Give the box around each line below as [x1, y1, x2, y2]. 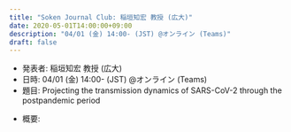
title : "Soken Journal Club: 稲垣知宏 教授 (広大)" [9, 12, 193, 22]
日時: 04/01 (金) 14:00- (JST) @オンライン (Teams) [21, 74, 208, 85]
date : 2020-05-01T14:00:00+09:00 [9, 21, 133, 30]
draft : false [9, 37, 57, 47]
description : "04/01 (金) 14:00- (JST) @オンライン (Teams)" [9, 29, 232, 38]
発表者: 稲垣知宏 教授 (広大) [21, 63, 122, 74]
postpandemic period [21, 95, 101, 106]
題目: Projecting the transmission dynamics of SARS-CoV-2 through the [21, 85, 283, 96]
